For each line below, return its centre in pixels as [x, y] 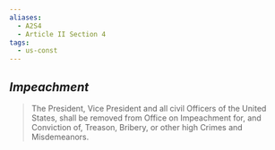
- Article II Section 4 [61, 34]
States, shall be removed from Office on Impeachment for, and [146, 118]
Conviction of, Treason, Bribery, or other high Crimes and [137, 127]
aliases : [26, 17]
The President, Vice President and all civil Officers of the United [149, 108]
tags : [19, 42]
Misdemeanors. [60, 137]
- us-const [38, 51]
